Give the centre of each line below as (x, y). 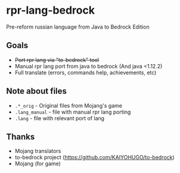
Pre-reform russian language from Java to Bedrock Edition (78, 27)
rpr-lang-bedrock (51, 10)
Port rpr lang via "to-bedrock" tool (57, 59)
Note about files (37, 91)
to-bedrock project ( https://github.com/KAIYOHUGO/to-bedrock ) (94, 158)
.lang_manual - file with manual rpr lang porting (73, 112)
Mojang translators (38, 151)
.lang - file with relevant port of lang (60, 118)
